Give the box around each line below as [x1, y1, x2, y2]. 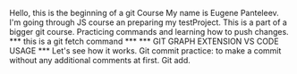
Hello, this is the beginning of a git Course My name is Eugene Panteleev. [9, 8, 279, 18]
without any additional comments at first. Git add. [9, 55, 191, 65]
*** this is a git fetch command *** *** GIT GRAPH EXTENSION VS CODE [9, 36, 279, 46]
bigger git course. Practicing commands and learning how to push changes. [9, 27, 289, 37]
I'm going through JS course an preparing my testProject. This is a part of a [9, 17, 288, 28]
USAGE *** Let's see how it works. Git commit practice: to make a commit [9, 45, 282, 56]
